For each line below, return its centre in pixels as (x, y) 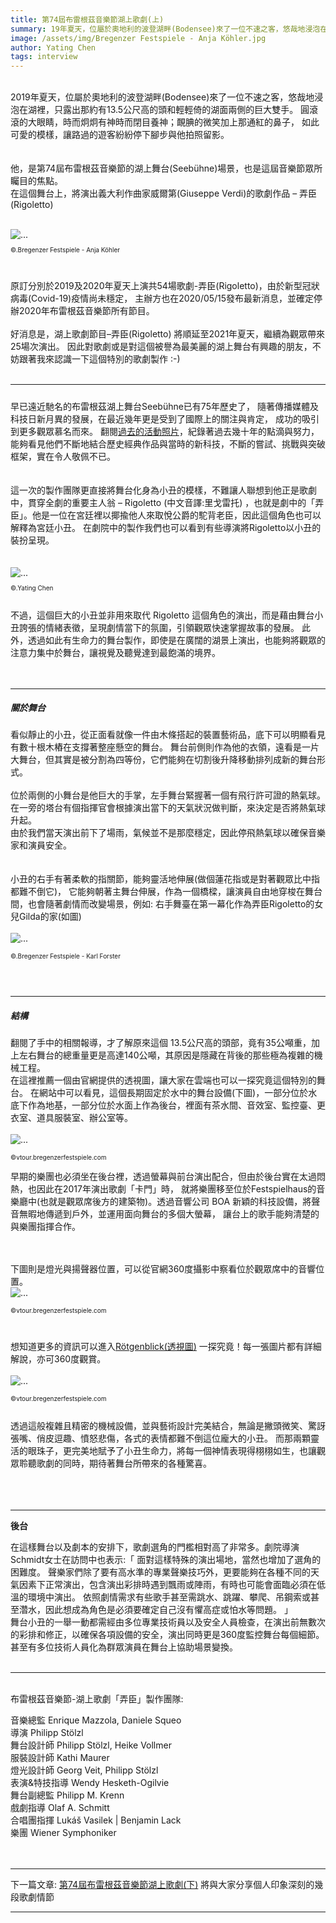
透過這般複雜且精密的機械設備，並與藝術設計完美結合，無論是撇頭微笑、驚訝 (168, 1426)
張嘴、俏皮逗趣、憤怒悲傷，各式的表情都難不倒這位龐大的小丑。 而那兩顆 (160, 1438)
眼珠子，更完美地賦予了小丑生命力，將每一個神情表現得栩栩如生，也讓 (172, 1451)
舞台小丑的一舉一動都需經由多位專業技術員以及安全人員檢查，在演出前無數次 (168, 1622)
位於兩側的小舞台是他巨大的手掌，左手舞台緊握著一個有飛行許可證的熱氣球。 (168, 795)
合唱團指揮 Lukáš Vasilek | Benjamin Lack (96, 1820)
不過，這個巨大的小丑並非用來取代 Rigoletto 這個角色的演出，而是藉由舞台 (162, 615)
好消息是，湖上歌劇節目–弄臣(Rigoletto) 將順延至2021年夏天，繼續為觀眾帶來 (168, 334)
